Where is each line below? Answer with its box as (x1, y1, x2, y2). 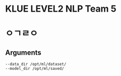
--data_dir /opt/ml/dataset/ (5, 62, 67, 67)
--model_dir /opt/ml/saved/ (5, 66, 65, 71)
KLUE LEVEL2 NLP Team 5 (5, 3, 117, 15)
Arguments (5, 48, 42, 57)
